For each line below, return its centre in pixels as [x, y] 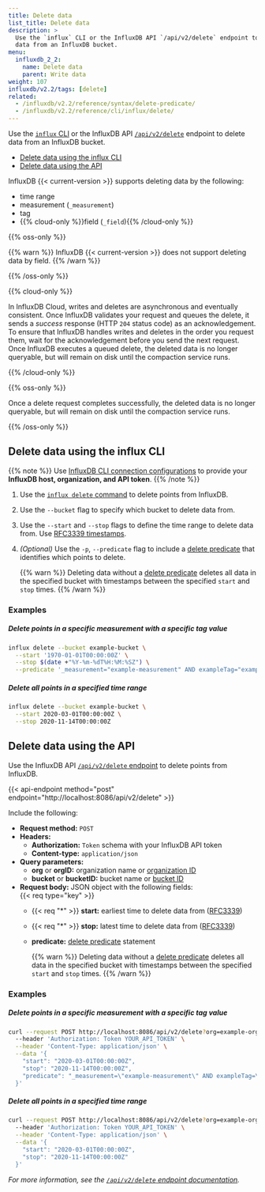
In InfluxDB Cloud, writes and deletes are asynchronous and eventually [123, 307]
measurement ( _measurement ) [67, 205]
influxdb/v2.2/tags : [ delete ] [58, 89]
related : [22, 96]
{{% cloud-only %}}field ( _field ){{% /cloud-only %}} [106, 221]
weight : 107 [28, 81]
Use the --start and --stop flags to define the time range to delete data [136, 525]
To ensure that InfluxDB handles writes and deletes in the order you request [131, 332]
